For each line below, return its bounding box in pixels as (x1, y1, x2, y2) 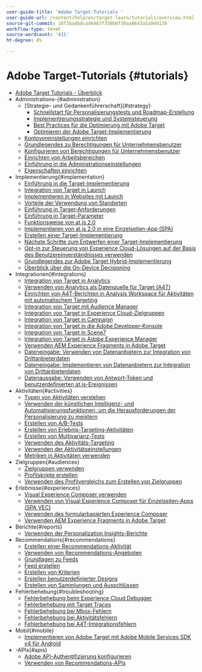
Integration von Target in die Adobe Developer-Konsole (24, 322, 163, 329)
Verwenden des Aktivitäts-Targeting (24, 438, 114, 446)
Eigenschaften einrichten (24, 166, 87, 174)
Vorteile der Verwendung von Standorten (24, 199, 127, 206)
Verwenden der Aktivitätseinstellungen (24, 445, 122, 452)
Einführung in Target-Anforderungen (24, 206, 116, 213)
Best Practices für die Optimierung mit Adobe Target (33, 121, 165, 129)
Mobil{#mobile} (15, 626, 55, 634)
